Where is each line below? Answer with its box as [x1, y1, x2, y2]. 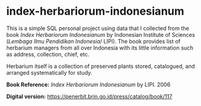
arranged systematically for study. [6, 69, 93, 76]
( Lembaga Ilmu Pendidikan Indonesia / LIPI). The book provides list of [6, 37, 181, 45]
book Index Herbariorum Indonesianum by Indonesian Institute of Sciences [6, 31, 196, 38]
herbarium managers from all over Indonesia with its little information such [6, 44, 194, 51]
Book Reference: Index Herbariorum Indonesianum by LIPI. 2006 [6, 81, 171, 88]
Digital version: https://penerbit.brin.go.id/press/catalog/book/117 [6, 93, 173, 100]
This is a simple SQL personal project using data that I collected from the [6, 25, 189, 32]
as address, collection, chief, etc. [6, 50, 90, 58]
